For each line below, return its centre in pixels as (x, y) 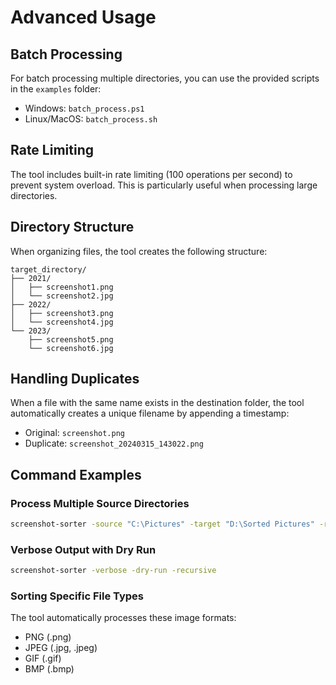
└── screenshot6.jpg (71, 348)
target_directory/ (48, 269)
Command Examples (76, 474)
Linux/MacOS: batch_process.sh (91, 119)
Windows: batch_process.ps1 (84, 108)
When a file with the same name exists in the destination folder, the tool (157, 403)
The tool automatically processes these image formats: (123, 618)
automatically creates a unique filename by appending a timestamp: (150, 413)
